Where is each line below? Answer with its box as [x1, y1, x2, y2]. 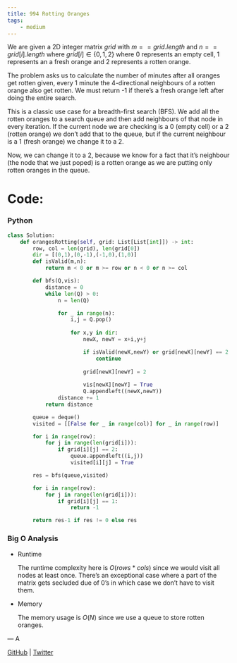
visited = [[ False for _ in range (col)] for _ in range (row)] [32, 420, 219, 427]
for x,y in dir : [70, 329, 119, 337]
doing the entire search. [7, 94, 77, 102]
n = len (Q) [57, 297, 90, 304]
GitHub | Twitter [7, 647, 54, 656]
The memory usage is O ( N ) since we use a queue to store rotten [17, 613, 205, 621]
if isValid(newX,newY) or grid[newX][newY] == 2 [83, 348, 229, 356]
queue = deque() [32, 414, 80, 421]
